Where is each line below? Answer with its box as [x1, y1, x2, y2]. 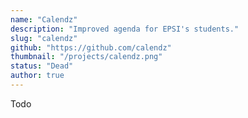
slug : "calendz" [10, 33, 78, 43]
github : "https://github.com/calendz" [10, 42, 172, 53]
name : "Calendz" [10, 14, 78, 25]
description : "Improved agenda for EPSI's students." [10, 24, 240, 34]
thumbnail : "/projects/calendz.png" [10, 52, 163, 62]
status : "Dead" [10, 61, 74, 71]
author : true [10, 71, 65, 81]
